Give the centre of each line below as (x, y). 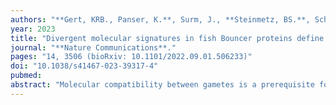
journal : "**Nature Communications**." (93, 47)
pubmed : (26, 76)
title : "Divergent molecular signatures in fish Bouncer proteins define (167, 38)
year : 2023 (33, 29)
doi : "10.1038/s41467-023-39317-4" (84, 66)
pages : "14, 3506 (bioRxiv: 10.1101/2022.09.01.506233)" (131, 57)
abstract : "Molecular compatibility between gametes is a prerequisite (162, 85)
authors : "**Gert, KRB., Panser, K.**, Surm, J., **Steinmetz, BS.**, (160, 19)
